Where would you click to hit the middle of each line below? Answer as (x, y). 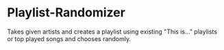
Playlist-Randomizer (66, 13)
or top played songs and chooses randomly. (69, 38)
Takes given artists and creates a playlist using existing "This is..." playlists (112, 32)
